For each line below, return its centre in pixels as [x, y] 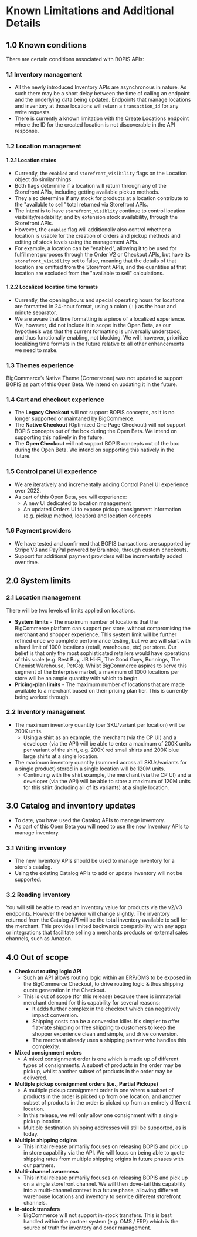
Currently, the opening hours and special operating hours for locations [99, 300]
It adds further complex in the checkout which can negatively [106, 1009]
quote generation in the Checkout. [65, 990]
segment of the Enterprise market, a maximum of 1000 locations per [97, 671]
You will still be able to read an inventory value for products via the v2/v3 [94, 907]
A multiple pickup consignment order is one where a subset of [98, 1090]
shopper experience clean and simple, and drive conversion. [105, 1034]
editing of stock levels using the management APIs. [77, 242]
